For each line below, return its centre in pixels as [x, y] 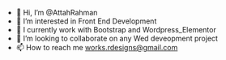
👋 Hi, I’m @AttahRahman [57, 13]
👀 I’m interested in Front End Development [86, 21]
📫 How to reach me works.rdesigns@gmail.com [97, 47]
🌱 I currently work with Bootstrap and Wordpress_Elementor [116, 30]
